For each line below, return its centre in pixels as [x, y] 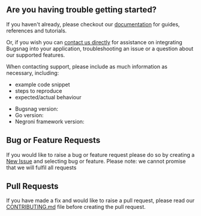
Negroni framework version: [49, 121]
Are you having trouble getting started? [82, 10]
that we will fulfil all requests [41, 168]
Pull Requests [32, 186]
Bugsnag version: [37, 109]
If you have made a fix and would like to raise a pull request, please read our [100, 200]
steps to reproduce [38, 91]
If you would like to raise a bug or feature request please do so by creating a [100, 154]
